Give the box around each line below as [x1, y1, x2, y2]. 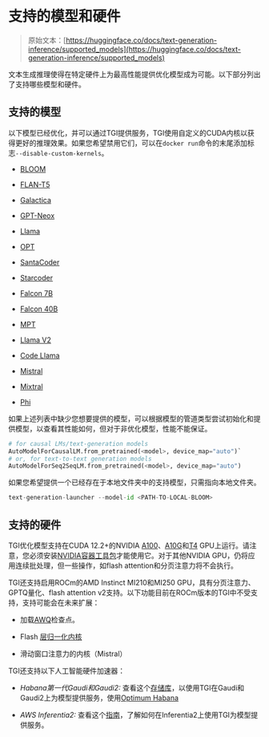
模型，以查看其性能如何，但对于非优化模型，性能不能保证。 [14, 423, 212, 433]
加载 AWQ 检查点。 [19, 614, 80, 624]
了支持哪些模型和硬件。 [8, 79, 86, 89]
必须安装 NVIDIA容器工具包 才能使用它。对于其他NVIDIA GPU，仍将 [29, 550, 248, 560]
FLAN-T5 [19, 180, 50, 189]
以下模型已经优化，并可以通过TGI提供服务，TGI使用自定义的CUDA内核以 [8, 128, 248, 137]
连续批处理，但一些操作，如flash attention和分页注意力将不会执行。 [14, 561, 238, 570]
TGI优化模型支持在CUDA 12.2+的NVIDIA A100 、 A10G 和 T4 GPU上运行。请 [8, 541, 250, 550]
